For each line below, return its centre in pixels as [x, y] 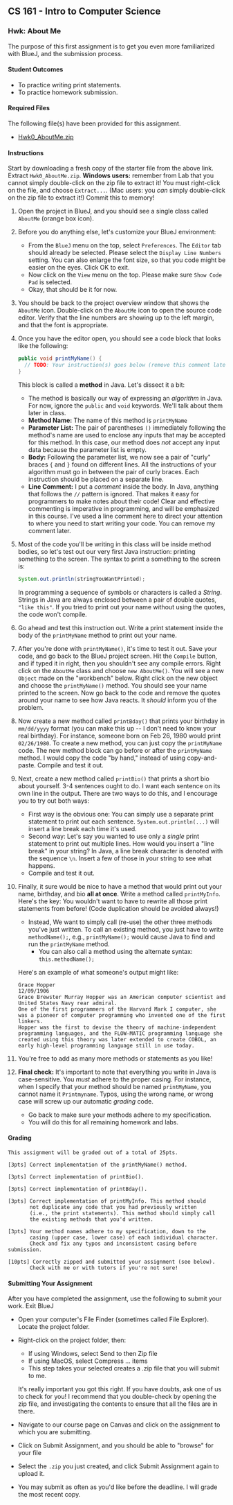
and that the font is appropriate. [63, 325]
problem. [31, 707]
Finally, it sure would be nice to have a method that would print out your [120, 886]
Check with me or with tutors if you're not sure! [104, 1268]
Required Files [29, 108]
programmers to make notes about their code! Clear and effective [121, 501]
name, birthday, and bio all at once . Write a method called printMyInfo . [119, 894]
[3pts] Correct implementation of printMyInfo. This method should [107, 1201]
